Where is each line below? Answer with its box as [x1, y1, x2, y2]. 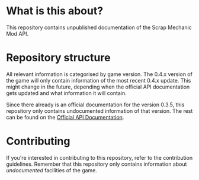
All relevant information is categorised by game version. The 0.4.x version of [6, 70, 192, 78]
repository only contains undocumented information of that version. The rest [6, 107, 193, 114]
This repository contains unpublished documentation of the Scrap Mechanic [6, 24, 192, 31]
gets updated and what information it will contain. [6, 89, 127, 96]
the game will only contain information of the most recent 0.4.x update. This [6, 77, 191, 84]
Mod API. [6, 30, 28, 37]
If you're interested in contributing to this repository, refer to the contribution [6, 154, 193, 161]
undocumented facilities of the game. [6, 166, 98, 173]
